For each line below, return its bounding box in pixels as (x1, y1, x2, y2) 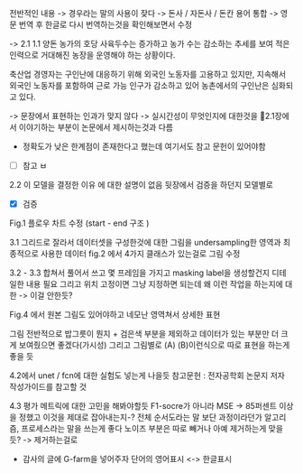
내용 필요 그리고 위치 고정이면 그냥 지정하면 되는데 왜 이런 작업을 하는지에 (25, 279, 284, 290)
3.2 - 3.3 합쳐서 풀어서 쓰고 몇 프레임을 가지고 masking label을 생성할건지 (9, 267, 271, 278)
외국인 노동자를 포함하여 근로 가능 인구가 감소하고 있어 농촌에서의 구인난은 (9, 80, 270, 90)
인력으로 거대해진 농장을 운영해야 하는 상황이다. (9, 50, 176, 60)
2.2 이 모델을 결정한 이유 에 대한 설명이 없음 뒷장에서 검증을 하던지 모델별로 (9, 180, 273, 190)
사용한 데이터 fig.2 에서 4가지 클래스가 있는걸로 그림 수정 (40, 248, 241, 259)
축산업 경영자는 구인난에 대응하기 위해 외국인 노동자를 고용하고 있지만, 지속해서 (9, 69, 287, 79)
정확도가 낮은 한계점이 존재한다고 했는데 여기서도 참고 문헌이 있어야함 (22, 141, 266, 152)
